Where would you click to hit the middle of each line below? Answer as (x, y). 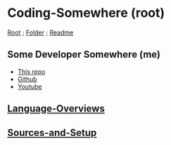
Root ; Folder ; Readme (40, 32)
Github (27, 79)
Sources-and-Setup (52, 133)
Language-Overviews (56, 109)
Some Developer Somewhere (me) (84, 55)
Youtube (30, 87)
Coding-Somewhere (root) (86, 13)
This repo (31, 71)
